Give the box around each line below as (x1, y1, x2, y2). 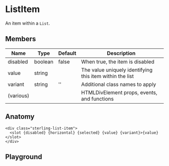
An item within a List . (5, 20, 50, 26)
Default (58, 49, 76, 56)
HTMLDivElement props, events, (81, 89, 157, 96)
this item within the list (81, 72, 134, 79)
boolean (34, 58, 54, 65)
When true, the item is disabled (81, 58, 154, 65)
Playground (5, 152, 42, 161)
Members (5, 35, 36, 43)
